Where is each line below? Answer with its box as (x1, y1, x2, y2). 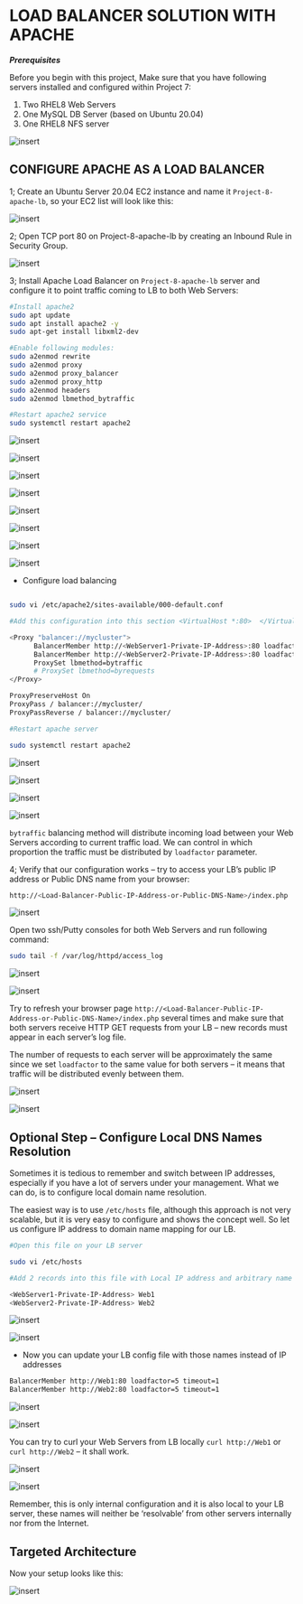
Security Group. (9, 240, 69, 251)
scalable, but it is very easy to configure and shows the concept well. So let (9, 1214, 290, 1225)
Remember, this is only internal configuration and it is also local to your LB (9, 1498, 284, 1509)
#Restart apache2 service (9, 410, 106, 420)
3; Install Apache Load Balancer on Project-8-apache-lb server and (9, 275, 261, 285)
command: (9, 934, 50, 945)
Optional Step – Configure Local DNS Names (9, 1130, 263, 1145)
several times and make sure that (161, 1012, 284, 1023)
